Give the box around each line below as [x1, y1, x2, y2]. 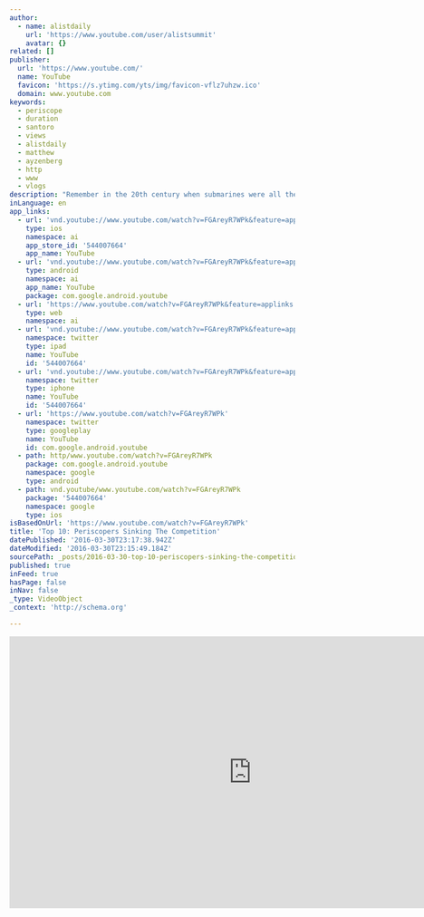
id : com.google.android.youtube [25, 443, 148, 452]
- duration [17, 114, 59, 123]
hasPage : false [9, 577, 67, 587]
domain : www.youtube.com [17, 89, 111, 98]
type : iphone [25, 384, 75, 393]
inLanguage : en [9, 198, 67, 208]
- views [17, 131, 47, 140]
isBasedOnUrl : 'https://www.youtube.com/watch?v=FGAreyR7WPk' [9, 518, 249, 528]
